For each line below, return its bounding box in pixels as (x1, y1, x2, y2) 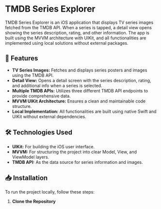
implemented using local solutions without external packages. (5, 40, 129, 46)
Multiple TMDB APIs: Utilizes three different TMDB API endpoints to (12, 87, 148, 93)
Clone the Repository (12, 198, 56, 205)
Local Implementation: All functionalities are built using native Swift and (12, 108, 157, 114)
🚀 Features (5, 54, 38, 63)
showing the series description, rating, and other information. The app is (5, 30, 149, 35)
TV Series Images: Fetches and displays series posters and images (12, 67, 147, 73)
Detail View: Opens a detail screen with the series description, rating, (12, 77, 151, 83)
